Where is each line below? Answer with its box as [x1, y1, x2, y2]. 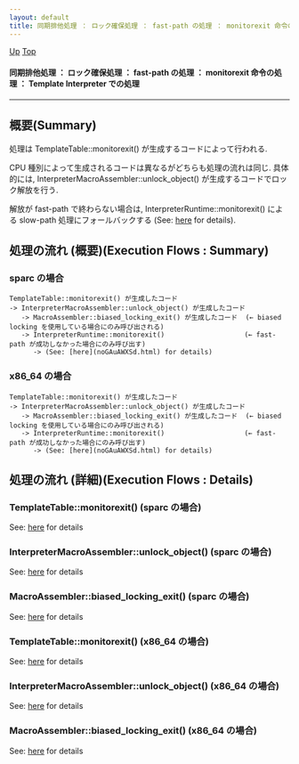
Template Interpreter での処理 [28, 78, 141, 89]
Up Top [9, 45, 36, 56]
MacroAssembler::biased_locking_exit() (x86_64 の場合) [9, 725, 258, 737]
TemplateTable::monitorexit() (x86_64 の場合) [9, 635, 209, 647]
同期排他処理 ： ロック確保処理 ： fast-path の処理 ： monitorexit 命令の [9, 68, 275, 78]
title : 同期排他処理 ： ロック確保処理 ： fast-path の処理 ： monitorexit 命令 [9, 21, 288, 30]
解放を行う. [16, 184, 60, 195]
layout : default [9, 12, 69, 22]
